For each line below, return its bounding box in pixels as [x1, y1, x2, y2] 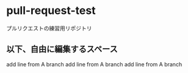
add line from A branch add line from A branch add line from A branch [6, 60, 183, 68]
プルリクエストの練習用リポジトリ [6, 24, 92, 32]
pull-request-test [6, 4, 96, 18]
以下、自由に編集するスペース [6, 44, 118, 55]
